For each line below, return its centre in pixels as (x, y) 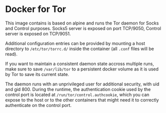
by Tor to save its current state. (37, 74)
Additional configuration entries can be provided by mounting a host (75, 43)
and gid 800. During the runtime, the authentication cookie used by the (78, 89)
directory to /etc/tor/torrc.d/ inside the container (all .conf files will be (80, 48)
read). (11, 54)
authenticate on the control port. (38, 105)
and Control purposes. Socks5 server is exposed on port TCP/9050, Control (83, 28)
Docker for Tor (36, 9)
